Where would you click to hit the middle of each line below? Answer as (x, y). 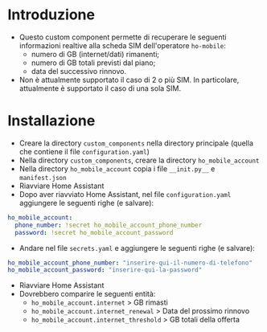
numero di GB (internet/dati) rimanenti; (95, 54)
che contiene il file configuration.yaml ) (84, 151)
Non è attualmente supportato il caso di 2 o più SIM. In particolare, (129, 80)
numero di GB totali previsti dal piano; (93, 63)
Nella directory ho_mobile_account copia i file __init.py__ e (117, 168)
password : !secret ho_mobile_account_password (94, 232)
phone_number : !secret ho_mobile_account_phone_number (109, 225)
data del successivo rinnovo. (78, 71)
